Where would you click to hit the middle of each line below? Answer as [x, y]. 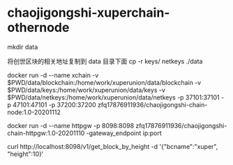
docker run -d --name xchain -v [53, 75]
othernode [38, 28]
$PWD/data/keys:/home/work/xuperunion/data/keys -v [87, 90]
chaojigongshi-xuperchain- [89, 13]
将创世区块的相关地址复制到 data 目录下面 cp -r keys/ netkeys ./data [105, 61]
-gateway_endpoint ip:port [124, 133]
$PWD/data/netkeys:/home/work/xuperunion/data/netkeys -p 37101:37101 [113, 97]
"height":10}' [25, 154]
